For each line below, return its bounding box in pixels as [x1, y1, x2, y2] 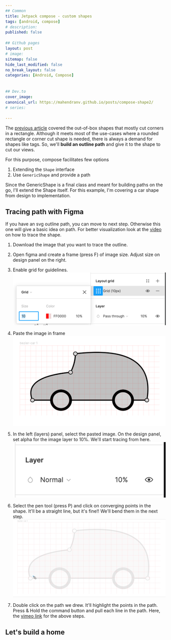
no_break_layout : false [5, 67, 56, 72]
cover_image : [5, 94, 33, 99]
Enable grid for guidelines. [12, 267, 68, 273]
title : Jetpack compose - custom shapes [5, 13, 93, 19]
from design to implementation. [5, 193, 71, 199]
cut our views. [5, 147, 35, 153]
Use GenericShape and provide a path [12, 172, 91, 178]
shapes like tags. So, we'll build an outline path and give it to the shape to [5, 141, 161, 147]
